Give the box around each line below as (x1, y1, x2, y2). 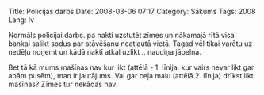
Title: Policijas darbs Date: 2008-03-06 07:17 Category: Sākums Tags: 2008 (8, 7, 256, 16)
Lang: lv (8, 15, 34, 25)
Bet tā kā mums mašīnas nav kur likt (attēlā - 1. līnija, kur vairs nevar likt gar (8, 63, 254, 72)
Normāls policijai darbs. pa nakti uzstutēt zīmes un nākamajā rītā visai (8, 31, 236, 40)
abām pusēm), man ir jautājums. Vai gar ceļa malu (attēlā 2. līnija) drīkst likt (8, 71, 254, 80)
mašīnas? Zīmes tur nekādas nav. (8, 79, 118, 89)
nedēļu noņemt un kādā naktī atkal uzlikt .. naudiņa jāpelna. (8, 47, 202, 56)
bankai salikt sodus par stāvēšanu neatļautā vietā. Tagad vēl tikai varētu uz (8, 39, 253, 48)
